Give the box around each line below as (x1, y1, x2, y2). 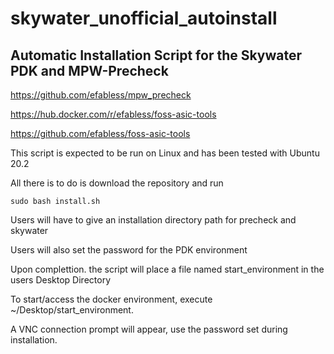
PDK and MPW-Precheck (10, 62, 169, 79)
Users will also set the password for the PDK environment (10, 244, 248, 256)
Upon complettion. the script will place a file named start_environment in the (10, 263, 325, 275)
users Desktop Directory (10, 274, 112, 286)
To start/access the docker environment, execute (10, 293, 213, 305)
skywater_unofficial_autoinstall (10, 7, 278, 30)
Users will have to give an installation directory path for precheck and (10, 214, 297, 226)
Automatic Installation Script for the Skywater (10, 47, 303, 64)
